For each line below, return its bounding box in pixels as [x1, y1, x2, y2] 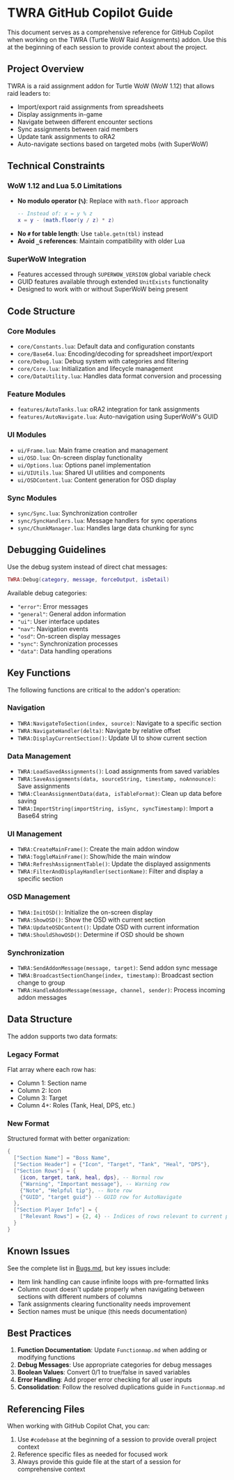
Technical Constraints [7, 160, 105, 172]
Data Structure [7, 1013, 73, 1025]
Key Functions [7, 667, 71, 679]
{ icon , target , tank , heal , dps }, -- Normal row [19, 1174, 164, 1181]
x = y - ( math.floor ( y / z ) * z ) [17, 217, 115, 224]
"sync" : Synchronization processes [17, 639, 118, 648]
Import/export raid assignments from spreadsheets [17, 103, 164, 111]
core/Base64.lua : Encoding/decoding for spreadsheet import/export [17, 349, 212, 358]
